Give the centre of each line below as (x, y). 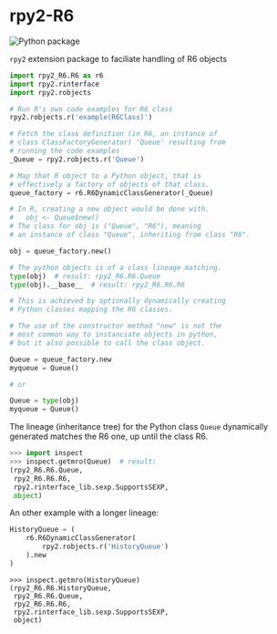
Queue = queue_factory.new (61, 359)
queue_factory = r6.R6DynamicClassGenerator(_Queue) (112, 192)
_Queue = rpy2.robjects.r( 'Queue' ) (77, 159)
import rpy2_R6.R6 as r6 (56, 75)
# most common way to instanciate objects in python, (114, 335)
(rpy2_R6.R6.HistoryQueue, (61, 588)
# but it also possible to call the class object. (108, 343)
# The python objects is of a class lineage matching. (116, 267)
